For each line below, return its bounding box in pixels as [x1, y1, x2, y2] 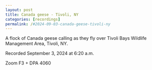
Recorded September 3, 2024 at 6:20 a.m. [5, 50, 94, 56]
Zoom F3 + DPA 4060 [5, 60, 51, 66]
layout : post [5, 7, 33, 13]
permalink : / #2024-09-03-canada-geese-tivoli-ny [5, 21, 111, 27]
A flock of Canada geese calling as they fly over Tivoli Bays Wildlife [5, 35, 147, 41]
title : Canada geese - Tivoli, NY [5, 12, 79, 17]
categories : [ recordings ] [5, 17, 60, 22]
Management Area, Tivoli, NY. [5, 41, 68, 47]
